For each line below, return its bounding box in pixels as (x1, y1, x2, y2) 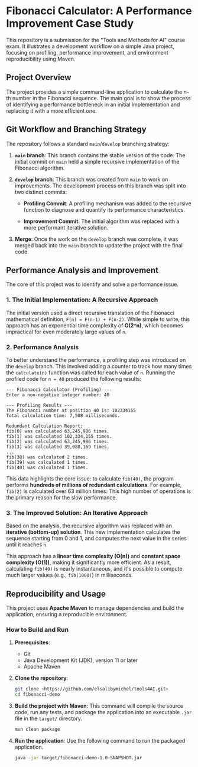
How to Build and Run (6, 626, 69, 634)
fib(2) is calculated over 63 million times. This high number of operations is (6, 488, 191, 495)
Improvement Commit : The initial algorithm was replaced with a (23, 218, 180, 225)
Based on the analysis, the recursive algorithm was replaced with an (6, 522, 173, 529)
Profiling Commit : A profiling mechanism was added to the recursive (23, 200, 191, 207)
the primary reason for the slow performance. (6, 494, 118, 501)
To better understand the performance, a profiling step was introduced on (6, 356, 186, 363)
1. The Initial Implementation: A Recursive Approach (6, 295, 158, 304)
